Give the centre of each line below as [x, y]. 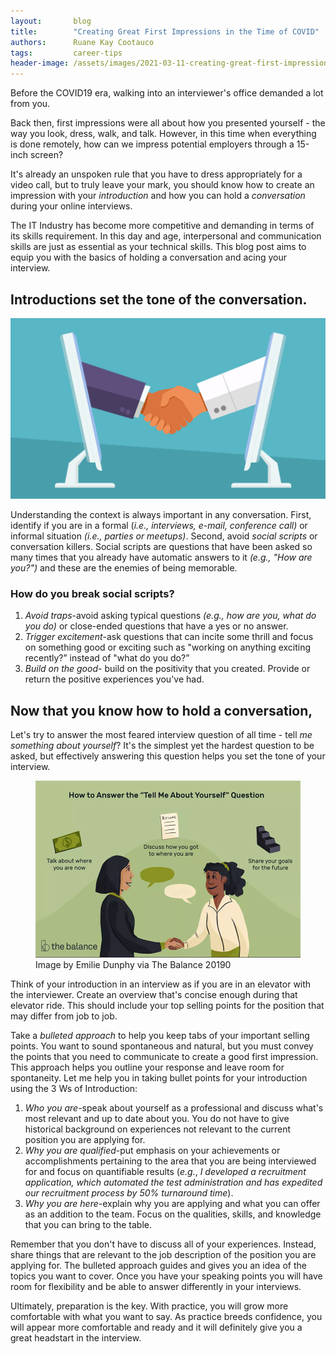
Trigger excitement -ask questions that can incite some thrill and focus [169, 637]
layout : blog [51, 21]
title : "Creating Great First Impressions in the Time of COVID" [165, 31]
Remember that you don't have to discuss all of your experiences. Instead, [163, 1244]
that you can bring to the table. [88, 1224]
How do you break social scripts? [92, 593]
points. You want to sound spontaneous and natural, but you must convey [162, 1046]
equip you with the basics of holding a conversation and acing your [149, 257]
